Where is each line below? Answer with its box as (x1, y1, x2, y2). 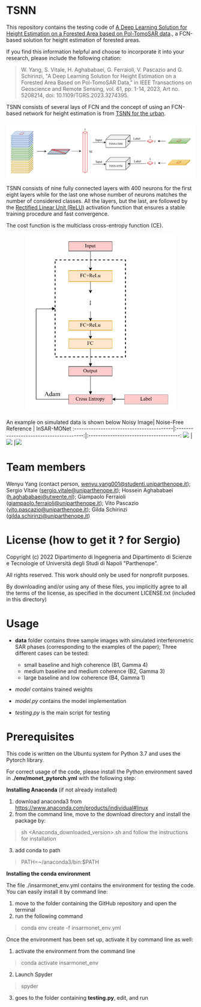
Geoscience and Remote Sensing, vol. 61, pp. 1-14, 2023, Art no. (20, 85, 180, 92)
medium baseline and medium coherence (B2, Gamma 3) (23, 668, 165, 675)
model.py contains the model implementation (14, 697, 127, 704)
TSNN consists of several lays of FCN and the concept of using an (6, 103, 170, 110)
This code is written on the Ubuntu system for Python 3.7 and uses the (6, 750, 181, 757)
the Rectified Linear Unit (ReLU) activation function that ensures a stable (6, 203, 185, 211)
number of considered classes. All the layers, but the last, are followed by (6, 197, 188, 205)
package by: (14, 817, 46, 824)
